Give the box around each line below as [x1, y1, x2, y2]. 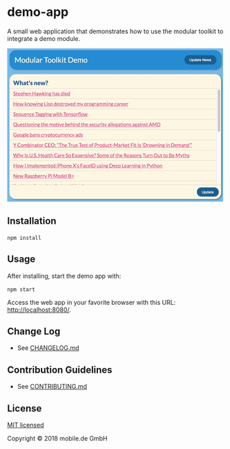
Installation [7, 215, 57, 227]
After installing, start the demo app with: [7, 272, 122, 280]
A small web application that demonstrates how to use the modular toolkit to [7, 27, 224, 35]
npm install [7, 234, 41, 241]
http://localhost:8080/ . [7, 306, 71, 314]
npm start [7, 285, 36, 293]
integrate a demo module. [7, 34, 81, 42]
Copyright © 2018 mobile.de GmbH [7, 434, 108, 442]
